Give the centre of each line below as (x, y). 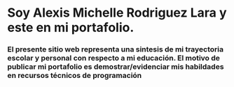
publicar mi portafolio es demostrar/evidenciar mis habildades (116, 67)
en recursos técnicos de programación (75, 76)
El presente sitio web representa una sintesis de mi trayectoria (116, 49)
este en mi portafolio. (71, 27)
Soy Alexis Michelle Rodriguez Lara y (117, 13)
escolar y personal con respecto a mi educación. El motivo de (114, 58)
